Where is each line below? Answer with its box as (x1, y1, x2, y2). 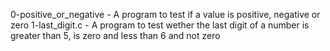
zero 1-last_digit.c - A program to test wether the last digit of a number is (10, 19, 310, 31)
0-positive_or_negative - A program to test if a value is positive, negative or (10, 9, 321, 20)
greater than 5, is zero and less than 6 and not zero (10, 30, 221, 41)
